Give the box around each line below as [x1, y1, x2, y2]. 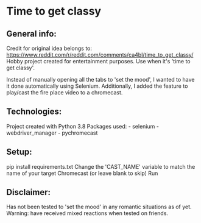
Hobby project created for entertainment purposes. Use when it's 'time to [6, 58, 191, 65]
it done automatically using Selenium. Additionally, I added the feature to [6, 82, 188, 90]
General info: [6, 29, 57, 39]
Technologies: [6, 107, 62, 117]
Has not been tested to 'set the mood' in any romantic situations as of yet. [6, 203, 192, 211]
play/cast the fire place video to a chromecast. [6, 89, 123, 96]
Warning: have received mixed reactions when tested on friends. [6, 210, 169, 217]
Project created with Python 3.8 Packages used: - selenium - [6, 122, 160, 130]
